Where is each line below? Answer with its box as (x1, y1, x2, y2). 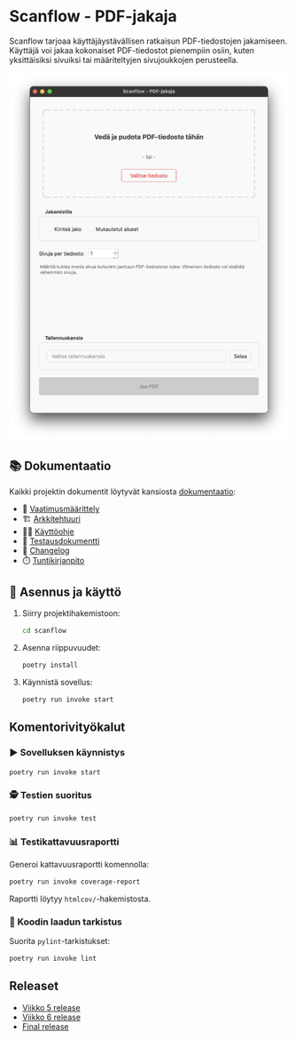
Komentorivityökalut (9, 720, 126, 735)
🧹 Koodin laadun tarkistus (9, 916, 122, 928)
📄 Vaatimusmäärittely (21, 504, 100, 515)
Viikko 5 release (21, 1002, 82, 1012)
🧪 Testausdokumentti (21, 536, 100, 547)
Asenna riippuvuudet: (21, 643, 101, 653)
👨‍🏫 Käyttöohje (21, 526, 74, 537)
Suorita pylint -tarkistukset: (9, 936, 111, 947)
